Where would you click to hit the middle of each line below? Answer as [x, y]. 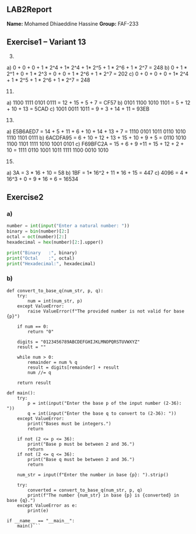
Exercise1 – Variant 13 [46, 42]
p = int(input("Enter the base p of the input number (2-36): [105, 403]
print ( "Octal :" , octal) [41, 258]
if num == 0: [33, 327]
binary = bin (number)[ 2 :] [38, 231]
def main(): [21, 393]
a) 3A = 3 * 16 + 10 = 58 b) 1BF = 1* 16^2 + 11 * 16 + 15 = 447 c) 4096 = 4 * [97, 172]
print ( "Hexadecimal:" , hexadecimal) [51, 263]
